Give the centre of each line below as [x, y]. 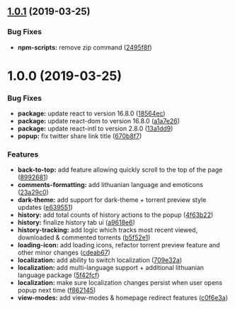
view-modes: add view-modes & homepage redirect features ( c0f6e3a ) [123, 298]
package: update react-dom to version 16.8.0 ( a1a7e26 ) [99, 121]
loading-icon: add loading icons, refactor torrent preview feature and [119, 245]
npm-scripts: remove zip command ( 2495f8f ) [85, 47]
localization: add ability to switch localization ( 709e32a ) [100, 260]
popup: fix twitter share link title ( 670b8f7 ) [80, 136]
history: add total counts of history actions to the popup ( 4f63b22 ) [115, 215]
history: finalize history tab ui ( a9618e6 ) [76, 223]
